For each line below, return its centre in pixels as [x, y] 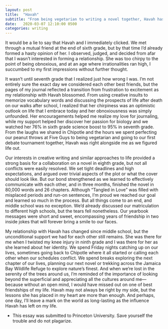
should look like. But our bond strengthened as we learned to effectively [79, 179]
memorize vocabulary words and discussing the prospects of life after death [84, 100]
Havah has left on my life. [31, 306]
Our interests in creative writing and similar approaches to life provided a [80, 158]
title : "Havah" [22, 15]
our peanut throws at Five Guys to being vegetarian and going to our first [80, 138]
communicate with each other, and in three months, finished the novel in [79, 185]
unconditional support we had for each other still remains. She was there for [83, 237]
